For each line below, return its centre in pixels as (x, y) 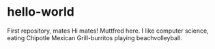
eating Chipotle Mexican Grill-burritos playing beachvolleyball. (95, 37)
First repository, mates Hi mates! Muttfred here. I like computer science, (108, 31)
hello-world (41, 12)
